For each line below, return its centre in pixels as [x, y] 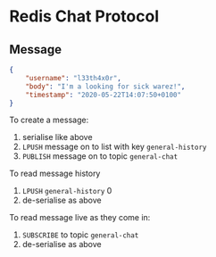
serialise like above [57, 137]
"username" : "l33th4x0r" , [74, 78]
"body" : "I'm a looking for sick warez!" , [105, 87]
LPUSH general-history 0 [67, 191]
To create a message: [49, 120]
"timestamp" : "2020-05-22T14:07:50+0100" [103, 95]
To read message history [55, 174]
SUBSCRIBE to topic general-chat [80, 235]
